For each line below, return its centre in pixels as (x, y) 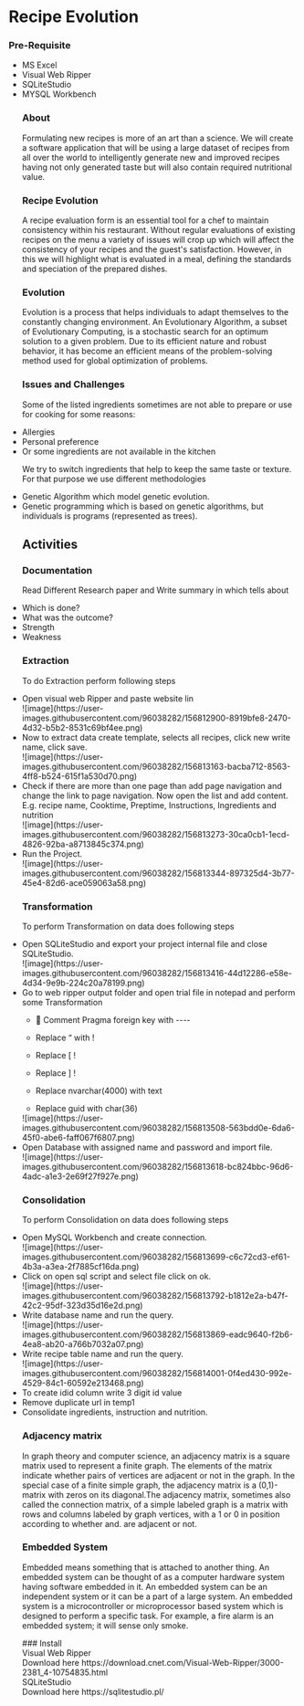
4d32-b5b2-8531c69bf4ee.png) (82, 727)
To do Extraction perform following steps (99, 680)
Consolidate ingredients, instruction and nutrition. (115, 1412)
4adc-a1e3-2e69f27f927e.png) (80, 1176)
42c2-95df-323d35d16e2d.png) (82, 1306)
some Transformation (62, 1002)
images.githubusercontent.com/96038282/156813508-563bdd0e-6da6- (158, 1127)
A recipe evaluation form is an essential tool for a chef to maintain (145, 220)
